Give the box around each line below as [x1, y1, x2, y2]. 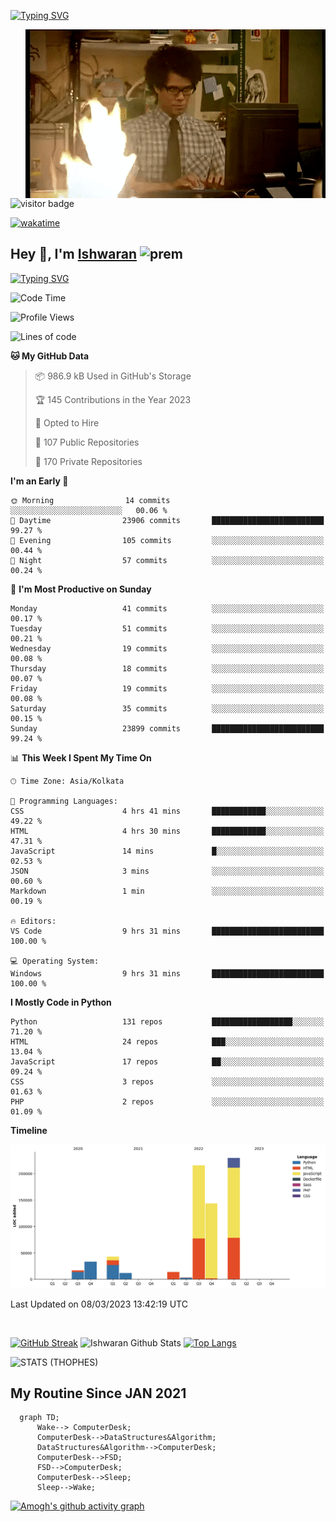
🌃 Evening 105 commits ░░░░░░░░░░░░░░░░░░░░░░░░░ [10, 535, 325, 545]
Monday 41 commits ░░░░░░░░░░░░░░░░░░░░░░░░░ [10, 603, 325, 614]
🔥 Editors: [10, 916, 57, 926]
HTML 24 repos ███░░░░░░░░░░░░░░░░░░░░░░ [10, 1036, 325, 1047]
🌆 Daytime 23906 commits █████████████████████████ [10, 515, 325, 525]
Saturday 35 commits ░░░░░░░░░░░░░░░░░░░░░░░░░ [10, 703, 325, 714]
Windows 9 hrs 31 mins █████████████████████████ [10, 968, 325, 979]
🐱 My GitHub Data [10, 350, 90, 362]
